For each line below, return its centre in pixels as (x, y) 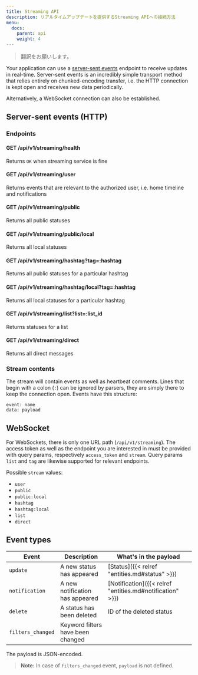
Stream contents (30, 368)
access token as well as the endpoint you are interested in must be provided (99, 449)
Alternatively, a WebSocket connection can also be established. (83, 98)
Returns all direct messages (40, 353)
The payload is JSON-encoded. (44, 654)
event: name (21, 405)
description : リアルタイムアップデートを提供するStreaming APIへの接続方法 (91, 17)
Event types (29, 540)
